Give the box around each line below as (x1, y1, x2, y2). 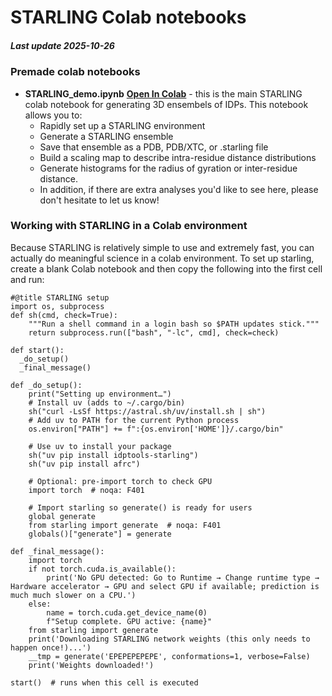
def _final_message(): (10, 546, 105, 556)
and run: (10, 273, 45, 285)
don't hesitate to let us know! (39, 194, 160, 206)
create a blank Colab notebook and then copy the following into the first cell (10, 262, 323, 275)
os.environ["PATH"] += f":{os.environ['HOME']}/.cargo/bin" (28, 424, 284, 434)
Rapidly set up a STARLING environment (39, 119, 206, 131)
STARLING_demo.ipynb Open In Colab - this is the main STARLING (24, 87, 303, 100)
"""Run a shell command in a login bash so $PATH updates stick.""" (28, 319, 320, 329)
